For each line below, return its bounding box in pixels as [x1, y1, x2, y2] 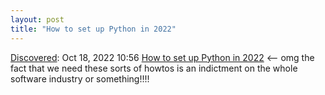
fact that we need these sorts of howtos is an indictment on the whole [10, 62, 298, 74]
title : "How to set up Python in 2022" [10, 24, 177, 34]
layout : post [10, 14, 65, 25]
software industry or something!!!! [10, 72, 150, 85]
